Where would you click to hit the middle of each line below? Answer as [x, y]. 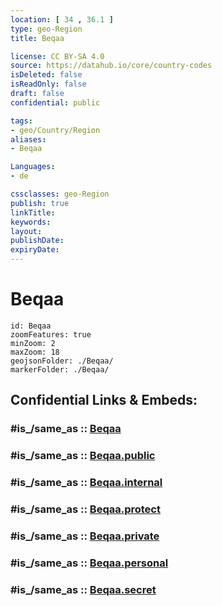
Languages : [33, 167]
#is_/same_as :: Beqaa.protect [85, 509]
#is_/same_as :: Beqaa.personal [89, 563]
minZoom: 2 [33, 343]
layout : [26, 231]
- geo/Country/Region [55, 130]
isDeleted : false [46, 75]
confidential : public [55, 102]
